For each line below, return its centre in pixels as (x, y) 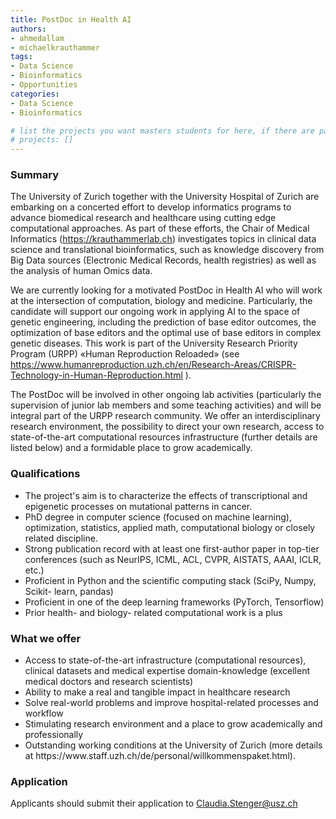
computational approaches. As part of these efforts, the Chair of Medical (160, 228)
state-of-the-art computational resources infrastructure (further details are (164, 437)
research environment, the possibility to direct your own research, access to (167, 427)
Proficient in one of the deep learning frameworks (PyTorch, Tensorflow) (174, 602)
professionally (54, 735)
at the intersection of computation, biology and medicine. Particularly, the (161, 301)
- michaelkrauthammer (55, 47)
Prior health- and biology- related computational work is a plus (153, 612)
